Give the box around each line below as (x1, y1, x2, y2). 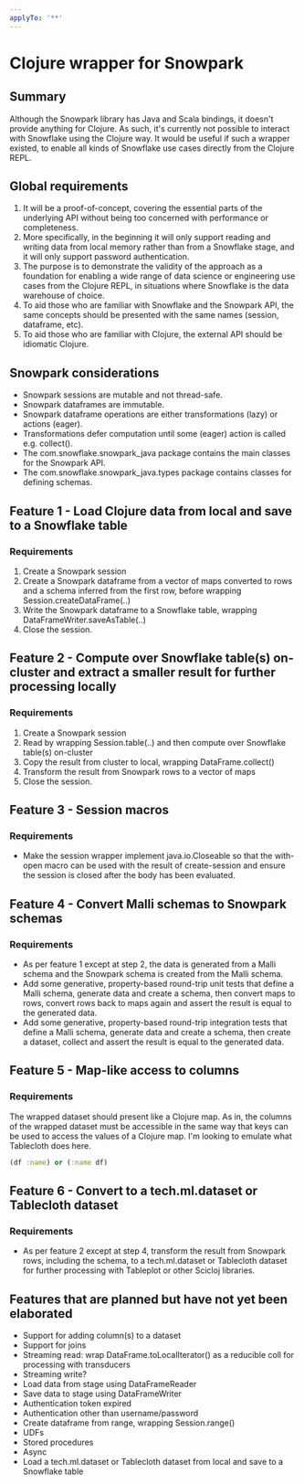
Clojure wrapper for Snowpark (9, 52, 244, 73)
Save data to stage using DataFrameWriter (22, 1388, 183, 1399)
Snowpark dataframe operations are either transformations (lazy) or (22, 408, 278, 420)
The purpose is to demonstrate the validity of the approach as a (22, 261, 263, 272)
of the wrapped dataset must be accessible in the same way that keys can (9, 1120, 289, 1131)
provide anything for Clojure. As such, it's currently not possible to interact (9, 122, 290, 133)
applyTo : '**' (9, 13, 64, 23)
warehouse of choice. (22, 290, 105, 302)
